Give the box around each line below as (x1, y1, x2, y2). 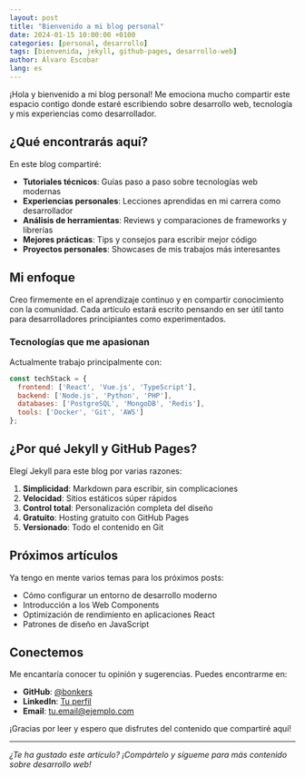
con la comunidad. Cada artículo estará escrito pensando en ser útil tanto (9, 303, 284, 314)
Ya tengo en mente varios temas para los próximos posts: (9, 572, 224, 583)
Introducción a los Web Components (22, 599, 160, 610)
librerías (22, 224, 54, 235)
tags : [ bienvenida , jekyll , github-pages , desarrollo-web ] (9, 47, 238, 56)
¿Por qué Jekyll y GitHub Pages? (9, 441, 198, 457)
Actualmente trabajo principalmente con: (9, 356, 162, 368)
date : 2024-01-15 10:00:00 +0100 (9, 30, 136, 39)
